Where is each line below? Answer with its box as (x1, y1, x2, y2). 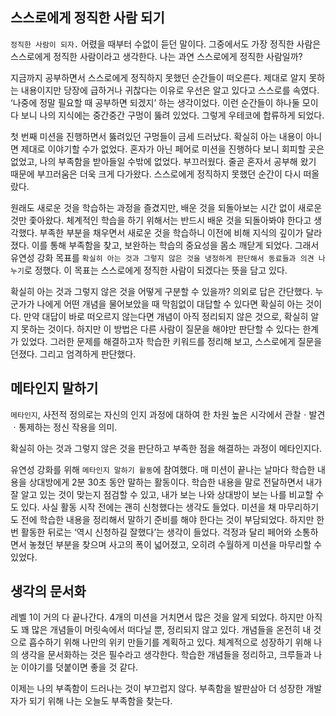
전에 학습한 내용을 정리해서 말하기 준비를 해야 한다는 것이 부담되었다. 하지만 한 (20, 513, 325, 525)
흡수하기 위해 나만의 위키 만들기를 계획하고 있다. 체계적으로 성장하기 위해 (28, 636, 312, 648)
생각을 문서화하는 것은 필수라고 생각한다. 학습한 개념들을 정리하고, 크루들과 (20, 649, 312, 661)
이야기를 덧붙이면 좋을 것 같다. (20, 661, 139, 673)
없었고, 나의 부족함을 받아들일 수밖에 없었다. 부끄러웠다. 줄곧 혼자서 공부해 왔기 (10, 155, 317, 167)
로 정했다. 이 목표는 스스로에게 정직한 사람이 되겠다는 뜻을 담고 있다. (23, 264, 288, 276)
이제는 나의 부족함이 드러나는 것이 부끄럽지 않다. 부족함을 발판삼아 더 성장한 (10, 683, 304, 695)
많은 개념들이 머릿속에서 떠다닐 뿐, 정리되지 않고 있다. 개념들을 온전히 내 (31, 624, 312, 636)
